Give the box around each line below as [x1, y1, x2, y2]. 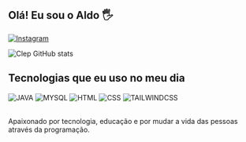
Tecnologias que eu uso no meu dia [8, 71, 185, 85]
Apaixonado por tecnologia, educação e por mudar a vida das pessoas [8, 117, 238, 126]
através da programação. [8, 125, 91, 134]
